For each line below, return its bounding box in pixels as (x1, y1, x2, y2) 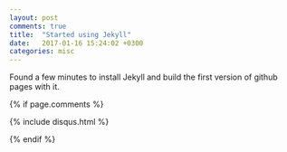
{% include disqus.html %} (9, 117, 110, 128)
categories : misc (9, 47, 75, 56)
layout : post (9, 13, 59, 23)
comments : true (9, 22, 67, 31)
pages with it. (9, 81, 61, 92)
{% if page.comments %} (9, 99, 104, 109)
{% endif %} (9, 134, 56, 145)
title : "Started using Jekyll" (9, 30, 131, 39)
